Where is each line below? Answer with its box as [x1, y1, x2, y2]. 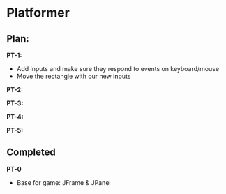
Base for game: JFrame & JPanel [16, 178, 111, 186]
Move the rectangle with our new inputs [16, 72, 131, 80]
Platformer [6, 5, 70, 21]
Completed [6, 147, 56, 158]
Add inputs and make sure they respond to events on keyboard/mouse [16, 65, 220, 73]
